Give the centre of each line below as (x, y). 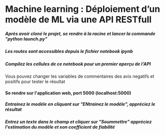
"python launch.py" (26, 39)
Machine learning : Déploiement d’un (82, 9)
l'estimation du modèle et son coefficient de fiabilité (60, 127)
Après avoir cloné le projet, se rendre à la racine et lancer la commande (80, 34)
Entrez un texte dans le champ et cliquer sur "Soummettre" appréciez (79, 122)
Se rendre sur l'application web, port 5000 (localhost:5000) (68, 93)
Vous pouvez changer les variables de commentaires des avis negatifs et (80, 76)
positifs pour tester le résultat (35, 81)
